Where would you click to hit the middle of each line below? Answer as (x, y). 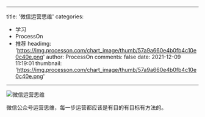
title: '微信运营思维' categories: (45, 16)
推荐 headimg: (33, 44)
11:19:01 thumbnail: (38, 63)
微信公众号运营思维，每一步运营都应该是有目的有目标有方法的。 (86, 108)
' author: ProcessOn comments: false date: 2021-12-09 (112, 57)
